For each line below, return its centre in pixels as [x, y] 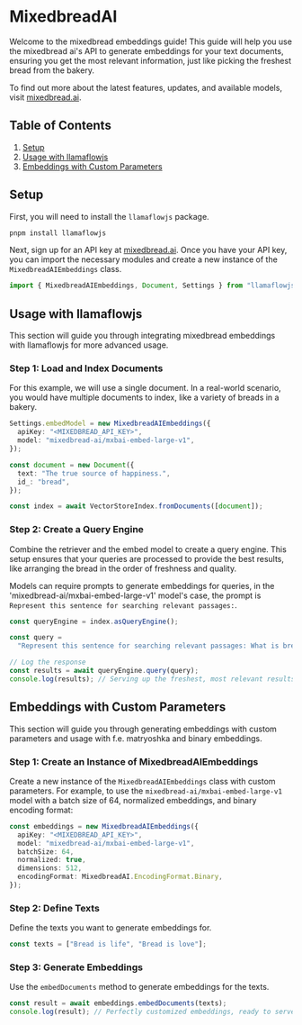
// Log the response [48, 662]
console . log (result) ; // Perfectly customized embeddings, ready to [140, 1012]
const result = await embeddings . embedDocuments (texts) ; [118, 1003]
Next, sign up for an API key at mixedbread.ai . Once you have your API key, [148, 250]
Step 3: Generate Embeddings [76, 967]
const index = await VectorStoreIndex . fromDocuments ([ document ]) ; [136, 506]
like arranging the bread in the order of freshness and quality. [123, 568]
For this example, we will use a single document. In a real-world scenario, [145, 388]
